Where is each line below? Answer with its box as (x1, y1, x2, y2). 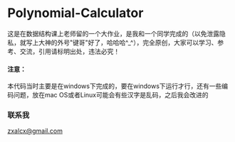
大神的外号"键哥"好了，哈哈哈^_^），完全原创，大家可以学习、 (38, 38, 218, 47)
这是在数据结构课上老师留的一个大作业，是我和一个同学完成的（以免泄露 (7, 29, 219, 38)
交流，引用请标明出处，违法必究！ (19, 47, 120, 55)
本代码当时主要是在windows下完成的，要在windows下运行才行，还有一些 (7, 82, 222, 90)
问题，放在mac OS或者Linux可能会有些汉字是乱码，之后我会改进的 (13, 91, 209, 99)
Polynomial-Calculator (7, 5, 144, 21)
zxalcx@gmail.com (7, 126, 63, 136)
